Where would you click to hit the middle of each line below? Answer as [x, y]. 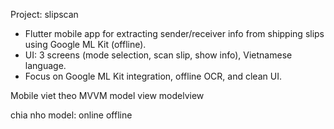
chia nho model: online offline [71, 115]
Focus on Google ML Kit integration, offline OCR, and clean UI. [153, 76]
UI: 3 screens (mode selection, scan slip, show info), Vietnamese [158, 55]
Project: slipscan [44, 14]
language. [45, 65]
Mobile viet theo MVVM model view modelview [107, 95]
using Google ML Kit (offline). [85, 44]
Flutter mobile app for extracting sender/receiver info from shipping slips [174, 33]
